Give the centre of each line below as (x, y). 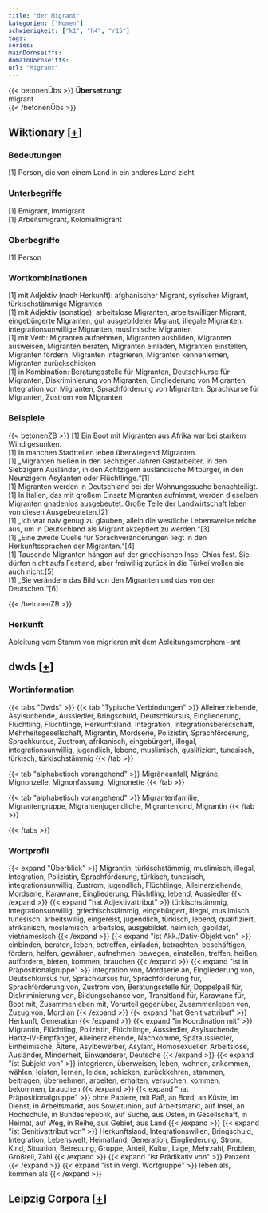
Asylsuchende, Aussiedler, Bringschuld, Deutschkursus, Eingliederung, (125, 715)
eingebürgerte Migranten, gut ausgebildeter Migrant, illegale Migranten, (126, 321)
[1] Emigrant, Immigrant (47, 211)
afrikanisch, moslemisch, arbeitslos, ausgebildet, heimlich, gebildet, (120, 927)
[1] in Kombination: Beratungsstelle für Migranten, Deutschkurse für (119, 372)
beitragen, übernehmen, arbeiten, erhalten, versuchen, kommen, (114, 1080)
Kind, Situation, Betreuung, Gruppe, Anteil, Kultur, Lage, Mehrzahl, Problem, (132, 1148)
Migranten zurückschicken (52, 364)
